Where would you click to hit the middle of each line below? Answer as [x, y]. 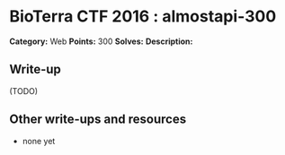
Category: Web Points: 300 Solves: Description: [101, 41]
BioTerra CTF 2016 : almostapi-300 [143, 17]
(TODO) [24, 90]
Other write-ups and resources [98, 120]
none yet [39, 141]
